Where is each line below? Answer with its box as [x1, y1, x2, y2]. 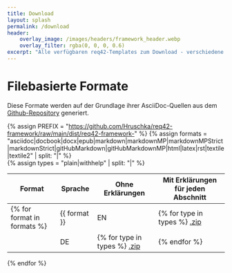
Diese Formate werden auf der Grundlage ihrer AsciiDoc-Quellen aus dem [7, 101, 217, 109]
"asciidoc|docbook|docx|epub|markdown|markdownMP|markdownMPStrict [7, 136, 223, 145]
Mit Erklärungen [162, 175, 217, 185]
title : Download [7, 10, 54, 17]
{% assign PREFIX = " [7, 122, 69, 130]
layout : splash [7, 17, 51, 23]
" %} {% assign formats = [134, 129, 208, 138]
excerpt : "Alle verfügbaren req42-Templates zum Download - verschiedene [7, 49, 224, 56]
